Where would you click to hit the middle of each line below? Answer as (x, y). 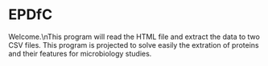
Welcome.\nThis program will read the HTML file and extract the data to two (134, 37)
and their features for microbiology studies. (80, 53)
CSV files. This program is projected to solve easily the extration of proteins (134, 45)
